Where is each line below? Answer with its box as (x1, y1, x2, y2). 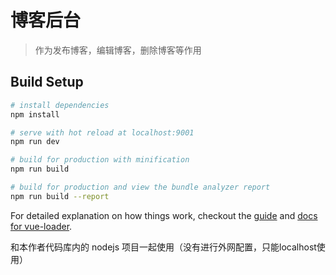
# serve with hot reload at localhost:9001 (10, 127, 195, 138)
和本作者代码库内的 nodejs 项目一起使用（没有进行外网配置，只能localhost (10, 241, 317, 253)
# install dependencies (10, 100, 110, 110)
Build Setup (10, 74, 84, 91)
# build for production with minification (10, 155, 190, 165)
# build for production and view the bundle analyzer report (10, 182, 271, 192)
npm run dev (10, 137, 60, 147)
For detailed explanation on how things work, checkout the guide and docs (10, 209, 318, 221)
